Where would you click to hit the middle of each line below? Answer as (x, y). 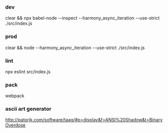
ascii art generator (28, 109)
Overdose (16, 125)
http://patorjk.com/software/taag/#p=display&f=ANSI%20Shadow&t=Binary (84, 120)
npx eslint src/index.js (28, 71)
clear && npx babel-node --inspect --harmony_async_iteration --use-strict (82, 18)
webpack (15, 96)
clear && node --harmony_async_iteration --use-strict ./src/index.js (75, 48)
